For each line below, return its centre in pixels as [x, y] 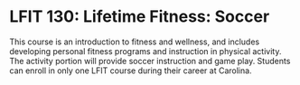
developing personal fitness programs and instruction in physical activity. [145, 51]
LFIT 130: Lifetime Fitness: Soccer [140, 17]
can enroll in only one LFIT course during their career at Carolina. [131, 71]
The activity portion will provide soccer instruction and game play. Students [150, 61]
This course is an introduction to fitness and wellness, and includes [135, 42]
